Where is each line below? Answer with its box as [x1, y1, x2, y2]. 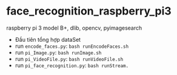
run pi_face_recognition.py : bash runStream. [15, 62, 129, 69]
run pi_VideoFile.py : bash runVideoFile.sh [15, 55, 124, 62]
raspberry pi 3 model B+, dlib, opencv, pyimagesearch [6, 24, 142, 31]
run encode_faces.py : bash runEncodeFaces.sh [15, 42, 129, 50]
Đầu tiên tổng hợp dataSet [15, 36, 81, 43]
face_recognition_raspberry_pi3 [6, 4, 172, 18]
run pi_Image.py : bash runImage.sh [15, 48, 102, 56]
